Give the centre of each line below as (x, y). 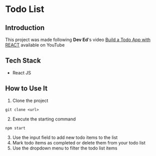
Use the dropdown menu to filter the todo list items (65, 148)
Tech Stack (23, 61)
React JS (22, 72)
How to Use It (26, 88)
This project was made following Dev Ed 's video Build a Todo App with (78, 39)
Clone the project (30, 100)
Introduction (25, 28)
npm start (15, 128)
